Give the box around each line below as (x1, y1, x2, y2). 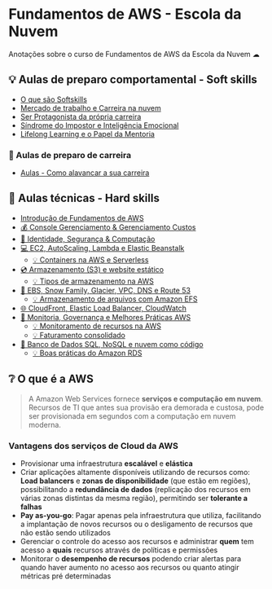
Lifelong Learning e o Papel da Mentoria (20, 129, 155, 138)
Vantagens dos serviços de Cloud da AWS (8, 440, 179, 451)
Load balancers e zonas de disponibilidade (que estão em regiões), (20, 476, 251, 486)
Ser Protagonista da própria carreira (20, 112, 142, 121)
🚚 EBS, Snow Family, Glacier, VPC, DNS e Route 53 (20, 285, 191, 295)
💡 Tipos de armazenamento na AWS (32, 276, 155, 286)
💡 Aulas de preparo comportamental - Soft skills (8, 73, 258, 86)
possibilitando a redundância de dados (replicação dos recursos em (20, 484, 251, 494)
